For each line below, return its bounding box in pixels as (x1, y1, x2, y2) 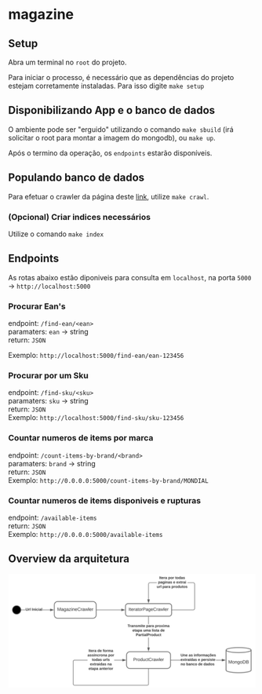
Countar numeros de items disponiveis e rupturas (8, 495, 202, 506)
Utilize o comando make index (8, 229, 104, 239)
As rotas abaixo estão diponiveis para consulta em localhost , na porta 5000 (8, 272, 252, 282)
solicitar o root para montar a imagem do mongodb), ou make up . (8, 133, 216, 142)
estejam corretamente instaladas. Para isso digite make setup (8, 81, 205, 90)
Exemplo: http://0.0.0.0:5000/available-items (8, 529, 163, 539)
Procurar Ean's (8, 301, 67, 312)
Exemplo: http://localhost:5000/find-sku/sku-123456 (8, 413, 184, 422)
